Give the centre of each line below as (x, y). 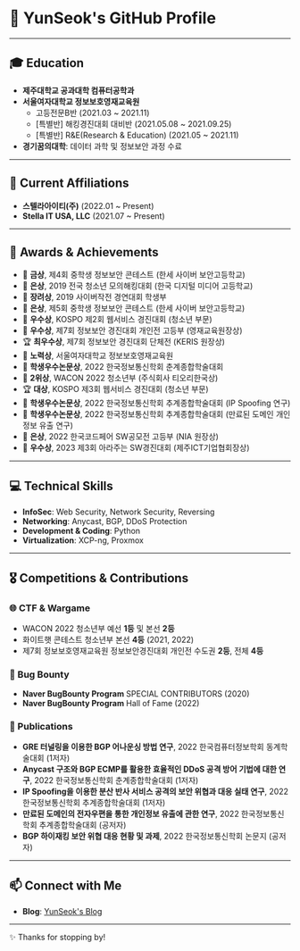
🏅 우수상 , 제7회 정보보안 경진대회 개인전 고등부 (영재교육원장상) (132, 330)
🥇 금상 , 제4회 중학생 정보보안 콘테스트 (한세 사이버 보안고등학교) (133, 275)
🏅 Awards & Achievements (84, 252)
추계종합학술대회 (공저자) (83, 825)
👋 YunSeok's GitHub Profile (113, 18)
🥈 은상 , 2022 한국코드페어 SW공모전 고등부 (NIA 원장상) (120, 437)
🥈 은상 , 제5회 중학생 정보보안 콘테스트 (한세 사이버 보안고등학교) (133, 308)
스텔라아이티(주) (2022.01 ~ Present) (88, 205)
